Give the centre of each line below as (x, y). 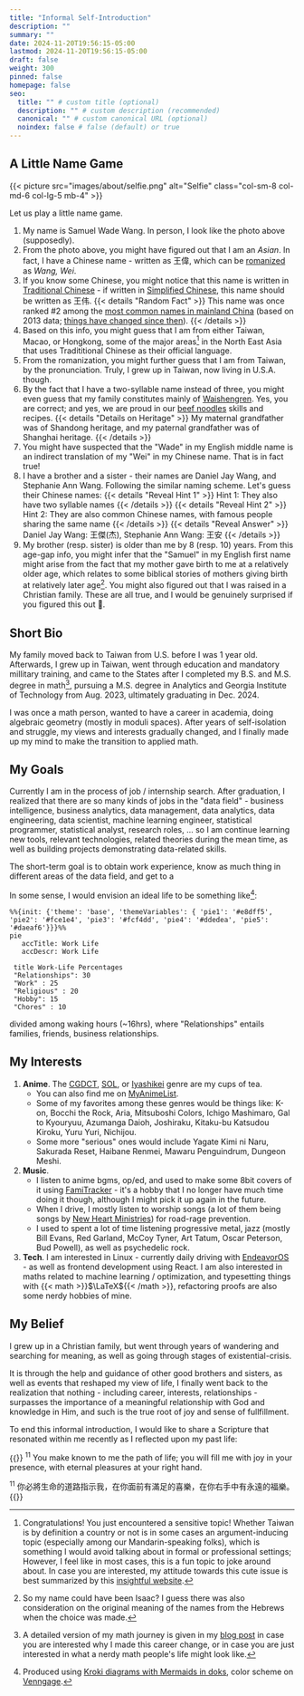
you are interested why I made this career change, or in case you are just (158, 1644)
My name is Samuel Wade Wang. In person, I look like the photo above (153, 230)
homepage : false (40, 85)
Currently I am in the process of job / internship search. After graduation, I (147, 791)
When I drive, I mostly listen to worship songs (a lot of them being (158, 1209)
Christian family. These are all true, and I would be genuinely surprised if (157, 595)
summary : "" (32, 34)
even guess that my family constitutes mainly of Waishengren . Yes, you (155, 399)
